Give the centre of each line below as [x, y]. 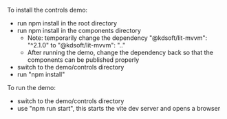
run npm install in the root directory [67, 23]
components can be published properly [83, 60]
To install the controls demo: [47, 10]
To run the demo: [32, 88]
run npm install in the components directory [79, 31]
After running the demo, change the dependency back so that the [120, 52]
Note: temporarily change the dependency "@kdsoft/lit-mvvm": [117, 38]
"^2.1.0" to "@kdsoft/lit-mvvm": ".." [76, 45]
